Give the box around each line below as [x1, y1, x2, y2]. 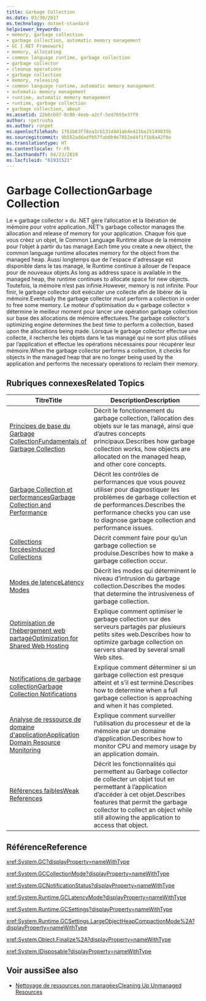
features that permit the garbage [93, 798, 188, 807]
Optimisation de [9, 618, 55, 627]
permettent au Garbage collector [93, 767, 188, 776]
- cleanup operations [6, 66, 62, 72]
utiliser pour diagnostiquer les [93, 485, 180, 494]
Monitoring [9, 746, 41, 755]
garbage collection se [93, 541, 156, 550]
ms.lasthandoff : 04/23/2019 [6, 151, 78, 158]
